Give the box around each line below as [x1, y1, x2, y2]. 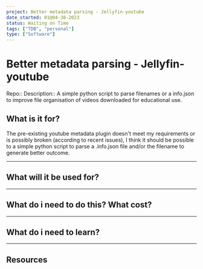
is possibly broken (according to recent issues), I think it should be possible [6, 136, 195, 144]
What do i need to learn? [6, 227, 100, 237]
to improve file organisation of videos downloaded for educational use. [6, 97, 182, 104]
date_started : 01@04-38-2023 [6, 14, 80, 21]
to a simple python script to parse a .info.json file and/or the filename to [6, 142, 184, 150]
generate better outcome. [6, 149, 70, 156]
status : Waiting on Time [6, 20, 69, 26]
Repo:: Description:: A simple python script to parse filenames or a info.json [6, 90, 195, 97]
